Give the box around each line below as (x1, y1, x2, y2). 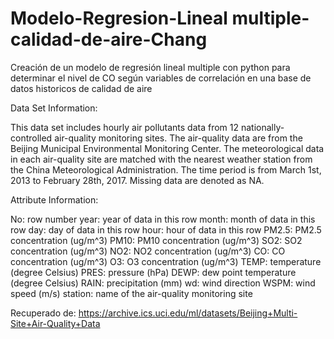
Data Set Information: (10, 102, 98, 114)
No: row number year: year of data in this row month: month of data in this (10, 213, 316, 225)
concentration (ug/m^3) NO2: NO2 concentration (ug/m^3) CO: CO (10, 245, 286, 257)
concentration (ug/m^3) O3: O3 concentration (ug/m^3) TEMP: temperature (10, 255, 322, 267)
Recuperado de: (10, 307, 77, 319)
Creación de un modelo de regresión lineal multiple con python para (10, 61, 291, 73)
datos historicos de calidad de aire (10, 82, 153, 94)
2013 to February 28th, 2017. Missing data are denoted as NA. (10, 174, 265, 186)
